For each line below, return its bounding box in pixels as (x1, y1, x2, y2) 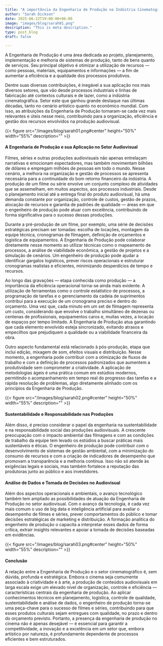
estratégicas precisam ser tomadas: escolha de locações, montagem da (5, 227, 149, 233)
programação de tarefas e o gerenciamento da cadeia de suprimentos (5, 293, 146, 299)
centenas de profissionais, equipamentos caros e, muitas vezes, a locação (5, 314, 154, 320)
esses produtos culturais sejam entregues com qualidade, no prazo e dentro (5, 610, 158, 616)
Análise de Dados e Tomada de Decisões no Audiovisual (5, 480, 120, 486)
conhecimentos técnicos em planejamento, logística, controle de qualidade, (5, 594, 156, 600)
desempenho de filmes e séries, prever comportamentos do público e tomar (5, 511, 158, 517)
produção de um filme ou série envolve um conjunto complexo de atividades (5, 181, 158, 187)
